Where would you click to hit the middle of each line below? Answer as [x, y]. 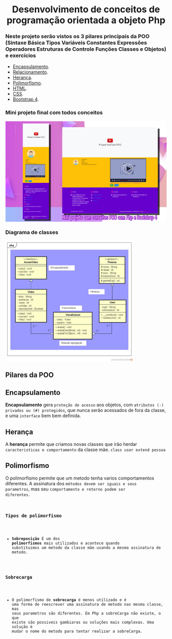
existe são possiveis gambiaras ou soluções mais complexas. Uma [83, 623]
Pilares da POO [29, 375]
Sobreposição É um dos [36, 539]
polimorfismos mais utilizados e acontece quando [66, 543]
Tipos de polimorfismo [34, 516]
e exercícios [21, 56]
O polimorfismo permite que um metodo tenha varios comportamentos [80, 478]
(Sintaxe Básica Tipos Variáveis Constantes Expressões [76, 43]
